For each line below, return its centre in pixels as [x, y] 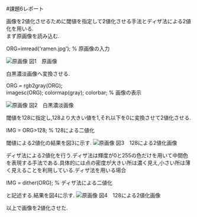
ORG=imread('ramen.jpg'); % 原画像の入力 [58, 48]
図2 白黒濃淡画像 [51, 105]
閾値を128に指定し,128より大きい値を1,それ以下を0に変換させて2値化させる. [98, 118]
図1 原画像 [43, 61]
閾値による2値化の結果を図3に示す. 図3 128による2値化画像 [92, 143]
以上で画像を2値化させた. [37, 208]
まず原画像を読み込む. [33, 36]
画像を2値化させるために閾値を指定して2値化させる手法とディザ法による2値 [98, 21]
